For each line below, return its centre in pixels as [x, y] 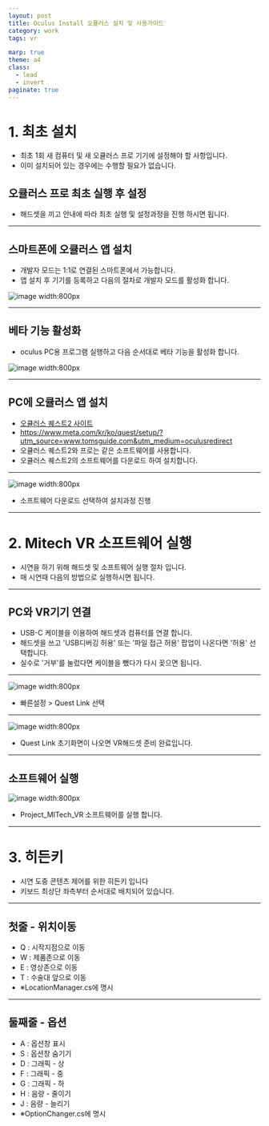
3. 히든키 [36, 858]
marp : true [26, 53]
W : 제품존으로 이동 [50, 957]
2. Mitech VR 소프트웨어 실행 [100, 543]
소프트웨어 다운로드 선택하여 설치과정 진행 [85, 500]
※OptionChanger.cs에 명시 [63, 1113]
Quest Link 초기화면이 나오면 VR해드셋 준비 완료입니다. [106, 743]
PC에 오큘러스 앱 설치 [58, 403]
